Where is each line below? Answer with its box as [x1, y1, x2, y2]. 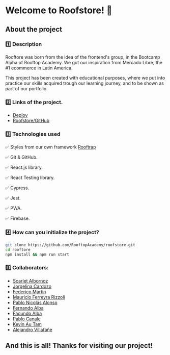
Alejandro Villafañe [12, 326, 52, 333]
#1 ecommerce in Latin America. [5, 65, 73, 71]
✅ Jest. [5, 195, 21, 201]
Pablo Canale [12, 316, 41, 322]
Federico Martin [12, 288, 46, 295]
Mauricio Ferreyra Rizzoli [12, 294, 65, 300]
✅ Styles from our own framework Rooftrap [5, 144, 96, 150]
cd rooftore [5, 247, 31, 252]
